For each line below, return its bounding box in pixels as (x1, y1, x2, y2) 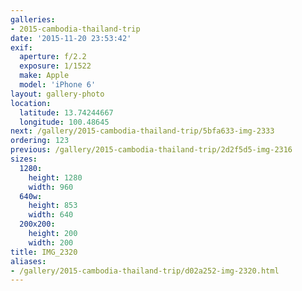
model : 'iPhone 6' (19, 80, 97, 90)
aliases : (10, 256, 47, 266)
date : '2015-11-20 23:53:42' (10, 33, 132, 43)
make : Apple (19, 71, 70, 81)
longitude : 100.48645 (19, 117, 110, 127)
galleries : (10, 14, 56, 25)
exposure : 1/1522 (19, 61, 92, 71)
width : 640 (28, 210, 74, 220)
